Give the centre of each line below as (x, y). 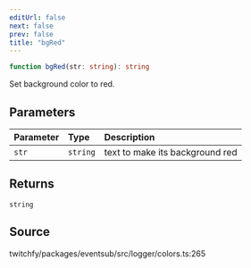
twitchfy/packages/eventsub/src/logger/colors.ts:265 (108, 253)
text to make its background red (171, 152)
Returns (32, 184)
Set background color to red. (62, 84)
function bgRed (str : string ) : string (79, 67)
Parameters (42, 112)
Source (30, 232)
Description (130, 137)
